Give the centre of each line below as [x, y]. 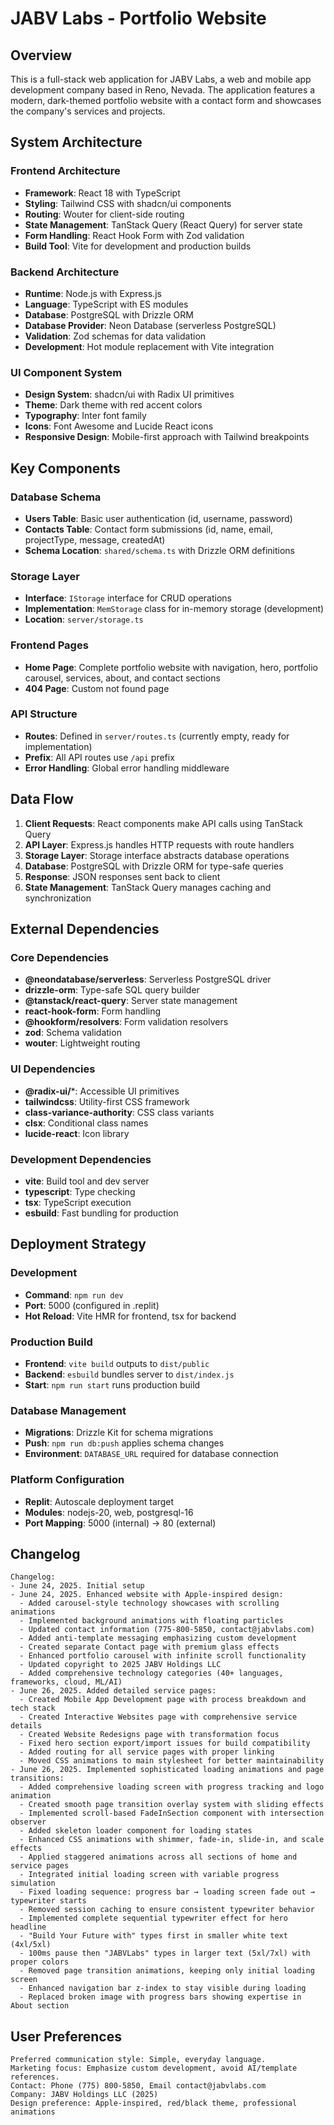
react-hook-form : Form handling [93, 1011]
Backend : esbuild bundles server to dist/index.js [129, 1374]
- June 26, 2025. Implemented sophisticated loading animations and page [167, 1770]
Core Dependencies [60, 957]
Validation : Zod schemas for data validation [115, 336]
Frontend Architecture [65, 171]
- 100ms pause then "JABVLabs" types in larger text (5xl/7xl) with [165, 1953]
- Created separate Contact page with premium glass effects [149, 1647]
